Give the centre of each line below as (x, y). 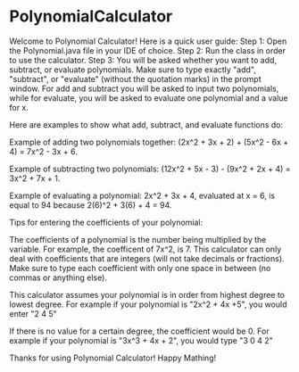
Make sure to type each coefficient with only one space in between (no (140, 268)
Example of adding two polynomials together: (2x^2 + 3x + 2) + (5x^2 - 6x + (149, 142)
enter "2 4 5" (33, 313)
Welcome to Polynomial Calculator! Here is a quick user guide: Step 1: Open (148, 41)
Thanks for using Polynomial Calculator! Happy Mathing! (113, 358)
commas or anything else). (58, 277)
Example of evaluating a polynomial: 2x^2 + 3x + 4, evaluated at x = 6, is (142, 195)
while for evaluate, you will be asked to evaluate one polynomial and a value (149, 98)
